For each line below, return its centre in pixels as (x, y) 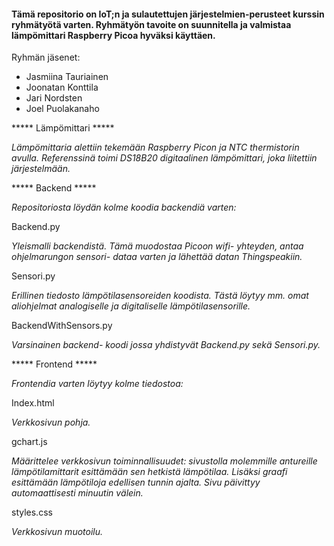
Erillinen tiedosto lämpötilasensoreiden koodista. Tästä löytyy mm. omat (160, 296)
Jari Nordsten (54, 98)
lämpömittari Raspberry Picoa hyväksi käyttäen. (113, 35)
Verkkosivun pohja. (51, 422)
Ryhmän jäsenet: (46, 57)
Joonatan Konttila (62, 87)
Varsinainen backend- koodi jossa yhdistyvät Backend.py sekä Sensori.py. (166, 345)
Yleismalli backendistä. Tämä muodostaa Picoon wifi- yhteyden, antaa (157, 246)
